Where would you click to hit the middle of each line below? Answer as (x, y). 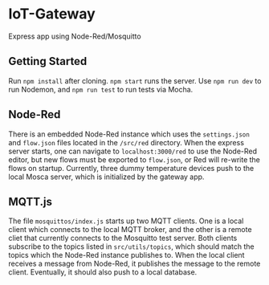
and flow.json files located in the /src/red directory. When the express (126, 142)
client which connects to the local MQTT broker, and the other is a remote (130, 230)
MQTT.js (31, 202)
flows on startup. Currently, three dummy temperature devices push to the (131, 168)
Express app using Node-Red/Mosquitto (75, 36)
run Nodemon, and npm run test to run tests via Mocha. (101, 89)
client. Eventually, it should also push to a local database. (103, 272)
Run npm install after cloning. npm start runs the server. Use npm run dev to (135, 80)
